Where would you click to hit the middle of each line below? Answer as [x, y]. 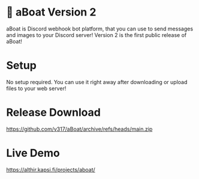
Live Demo [33, 153]
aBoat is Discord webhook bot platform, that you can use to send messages [100, 29]
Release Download [53, 112]
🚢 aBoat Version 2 [51, 12]
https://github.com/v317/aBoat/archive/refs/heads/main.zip [79, 129]
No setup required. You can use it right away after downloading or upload [97, 82]
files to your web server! [36, 88]
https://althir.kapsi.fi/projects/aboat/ [51, 169]
